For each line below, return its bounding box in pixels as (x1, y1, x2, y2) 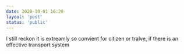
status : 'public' (6, 19, 48, 25)
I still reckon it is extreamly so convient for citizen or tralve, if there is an (6, 35, 179, 42)
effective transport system (6, 41, 70, 48)
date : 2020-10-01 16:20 (6, 8, 64, 15)
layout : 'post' (6, 14, 43, 20)
